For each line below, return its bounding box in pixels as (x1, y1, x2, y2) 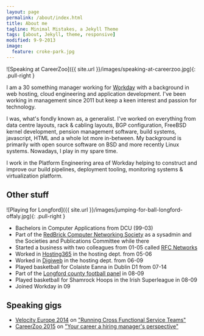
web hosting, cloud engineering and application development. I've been (6, 90, 186, 98)
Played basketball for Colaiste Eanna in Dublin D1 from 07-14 (15, 263, 167, 270)
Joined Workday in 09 (15, 282, 71, 290)
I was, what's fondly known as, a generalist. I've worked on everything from (6, 115, 196, 122)
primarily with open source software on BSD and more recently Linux (6, 141, 180, 148)
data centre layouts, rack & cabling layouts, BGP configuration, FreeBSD (6, 121, 187, 129)
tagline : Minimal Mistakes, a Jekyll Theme (6, 26, 119, 32)
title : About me (6, 20, 47, 26)
